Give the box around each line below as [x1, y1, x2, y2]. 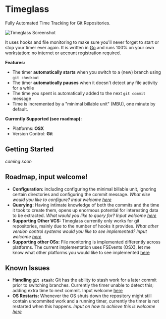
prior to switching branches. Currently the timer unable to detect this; [12, 282, 154, 288]
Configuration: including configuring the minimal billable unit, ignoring [12, 186, 157, 192]
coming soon [5, 158, 32, 164]
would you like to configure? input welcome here [12, 197, 111, 203]
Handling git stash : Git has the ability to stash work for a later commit [12, 277, 157, 283]
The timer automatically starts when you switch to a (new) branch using [12, 69, 161, 75]
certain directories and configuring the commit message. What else [12, 191, 150, 197]
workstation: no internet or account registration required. [5, 50, 121, 56]
